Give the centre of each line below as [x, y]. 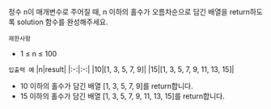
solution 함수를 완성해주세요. [62, 22]
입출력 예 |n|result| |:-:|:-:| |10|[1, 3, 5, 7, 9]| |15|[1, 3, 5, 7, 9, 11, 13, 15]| [121, 69]
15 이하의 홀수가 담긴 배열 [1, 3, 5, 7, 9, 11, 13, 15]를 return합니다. [122, 96]
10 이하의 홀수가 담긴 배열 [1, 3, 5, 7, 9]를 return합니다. [107, 86]
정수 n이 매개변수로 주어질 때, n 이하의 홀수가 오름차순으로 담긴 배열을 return [129, 12]
